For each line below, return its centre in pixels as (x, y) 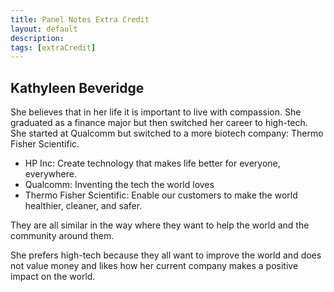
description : (37, 38)
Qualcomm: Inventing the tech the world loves (119, 185)
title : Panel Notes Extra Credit (80, 19)
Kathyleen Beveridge (77, 87)
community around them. (62, 236)
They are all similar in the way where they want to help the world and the (160, 225)
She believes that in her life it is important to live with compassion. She (156, 112)
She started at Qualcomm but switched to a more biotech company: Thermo (167, 133)
